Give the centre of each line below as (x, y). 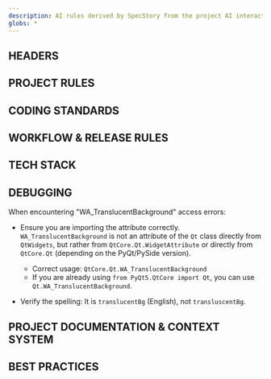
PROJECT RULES (52, 83)
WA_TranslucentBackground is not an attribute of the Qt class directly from (141, 236)
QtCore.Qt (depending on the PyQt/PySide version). (105, 253)
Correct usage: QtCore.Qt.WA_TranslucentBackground (119, 269)
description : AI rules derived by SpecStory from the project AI (120, 16)
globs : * (23, 23)
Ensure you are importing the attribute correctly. (100, 228)
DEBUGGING (40, 193)
